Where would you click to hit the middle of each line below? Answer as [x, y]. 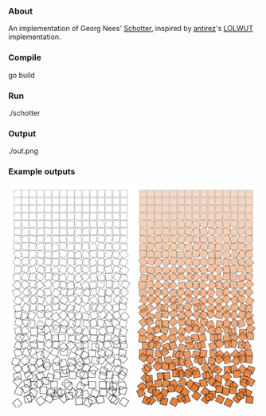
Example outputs [42, 171]
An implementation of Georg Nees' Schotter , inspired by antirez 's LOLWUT [131, 29]
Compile [25, 57]
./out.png [23, 151]
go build [22, 75]
